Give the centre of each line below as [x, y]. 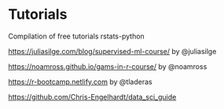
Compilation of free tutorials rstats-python [77, 36]
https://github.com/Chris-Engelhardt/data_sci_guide [92, 96]
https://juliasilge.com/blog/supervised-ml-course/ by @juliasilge [112, 51]
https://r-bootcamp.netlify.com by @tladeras [80, 82]
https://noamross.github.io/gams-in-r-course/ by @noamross [108, 66]
